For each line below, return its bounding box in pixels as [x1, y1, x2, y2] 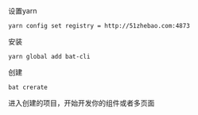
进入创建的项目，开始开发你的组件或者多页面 [8, 98, 155, 108]
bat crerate [8, 83, 48, 91]
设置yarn [8, 6, 37, 15]
